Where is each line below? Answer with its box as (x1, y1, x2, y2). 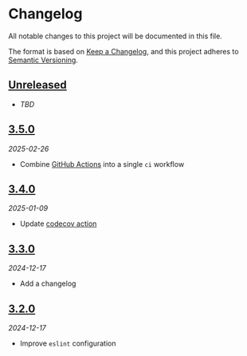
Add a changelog (19, 279, 76, 288)
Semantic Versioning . (8, 55, 78, 65)
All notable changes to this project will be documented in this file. (8, 31, 223, 41)
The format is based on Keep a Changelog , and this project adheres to (8, 46, 239, 56)
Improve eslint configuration (19, 338, 117, 348)
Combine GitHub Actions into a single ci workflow (19, 159, 185, 168)
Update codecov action (19, 219, 97, 228)
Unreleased (8, 78, 68, 92)
